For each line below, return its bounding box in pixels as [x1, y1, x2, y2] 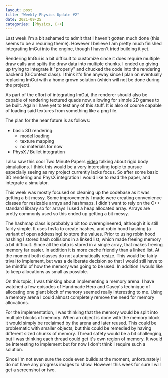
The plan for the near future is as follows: [5, 117, 90, 123]
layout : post [5, 7, 33, 13]
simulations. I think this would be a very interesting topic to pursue [5, 164, 142, 170]
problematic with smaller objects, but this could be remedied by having [5, 325, 152, 331]
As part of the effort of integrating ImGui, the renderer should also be [5, 92, 148, 98]
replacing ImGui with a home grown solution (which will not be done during [5, 77, 160, 83]
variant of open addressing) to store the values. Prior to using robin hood [5, 231, 156, 237]
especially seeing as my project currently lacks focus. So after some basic [5, 169, 159, 175]
